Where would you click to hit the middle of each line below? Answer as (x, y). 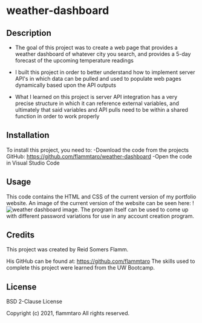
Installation (28, 135)
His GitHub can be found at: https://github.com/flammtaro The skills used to (101, 261)
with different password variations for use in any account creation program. (100, 216)
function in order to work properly (57, 116)
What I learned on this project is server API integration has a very (96, 97)
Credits (21, 235)
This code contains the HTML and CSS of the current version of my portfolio (101, 196)
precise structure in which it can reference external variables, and (97, 103)
